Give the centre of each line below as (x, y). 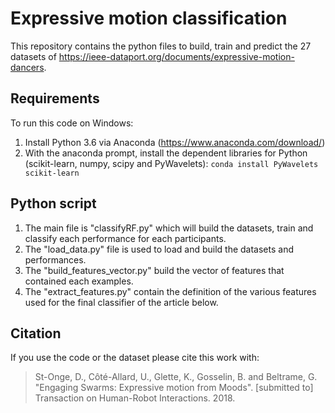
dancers (27, 67)
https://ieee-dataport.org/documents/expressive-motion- (176, 56)
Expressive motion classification (149, 18)
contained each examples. (79, 281)
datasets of (33, 56)
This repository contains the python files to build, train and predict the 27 (161, 46)
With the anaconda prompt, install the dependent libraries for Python (166, 153)
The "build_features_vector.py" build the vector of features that (154, 270)
